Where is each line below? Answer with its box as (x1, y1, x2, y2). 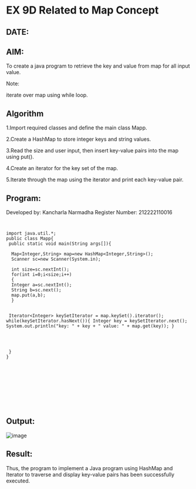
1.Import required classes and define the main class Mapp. (6, 124, 148, 131)
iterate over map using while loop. (6, 92, 88, 99)
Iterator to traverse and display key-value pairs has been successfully (6, 471, 175, 478)
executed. (6, 477, 31, 484)
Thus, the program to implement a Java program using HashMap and (6, 464, 173, 471)
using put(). (6, 154, 34, 161)
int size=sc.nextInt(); (11, 267, 69, 272)
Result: (6, 449, 33, 459)
